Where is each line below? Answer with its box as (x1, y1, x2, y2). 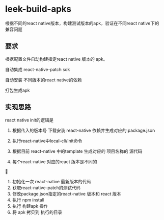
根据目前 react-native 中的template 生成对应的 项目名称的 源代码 (12, 148, 142, 154)
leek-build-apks (5, 3, 72, 15)
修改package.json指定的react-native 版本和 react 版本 (12, 191, 121, 196)
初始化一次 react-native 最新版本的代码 (12, 178, 91, 184)
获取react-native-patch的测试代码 (12, 185, 81, 191)
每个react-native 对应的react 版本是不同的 (12, 158, 97, 165)
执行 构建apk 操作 (12, 203, 48, 209)
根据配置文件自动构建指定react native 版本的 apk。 (5, 56, 108, 62)
